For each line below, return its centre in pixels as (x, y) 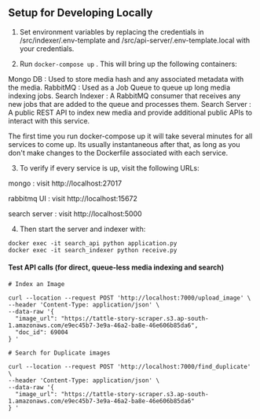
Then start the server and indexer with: (82, 229)
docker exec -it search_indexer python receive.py (93, 250)
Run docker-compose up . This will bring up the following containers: (128, 64)
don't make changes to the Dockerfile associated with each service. (118, 153)
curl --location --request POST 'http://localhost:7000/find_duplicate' (130, 367)
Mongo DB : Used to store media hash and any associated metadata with (126, 79)
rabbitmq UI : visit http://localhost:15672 (73, 198)
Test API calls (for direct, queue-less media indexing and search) (116, 267)
